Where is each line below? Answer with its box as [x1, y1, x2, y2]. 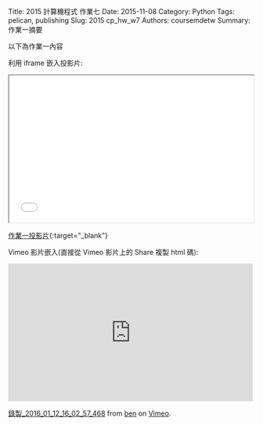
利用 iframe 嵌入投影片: [8, 58, 84, 67]
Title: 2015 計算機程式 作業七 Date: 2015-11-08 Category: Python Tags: [8, 7, 235, 16]
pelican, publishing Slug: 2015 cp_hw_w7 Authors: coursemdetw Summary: [8, 16, 250, 25]
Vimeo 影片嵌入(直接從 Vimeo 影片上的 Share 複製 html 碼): [8, 248, 199, 256]
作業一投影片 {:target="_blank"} [8, 231, 108, 240]
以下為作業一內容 [8, 42, 63, 51]
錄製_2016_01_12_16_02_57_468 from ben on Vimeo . [8, 409, 171, 418]
